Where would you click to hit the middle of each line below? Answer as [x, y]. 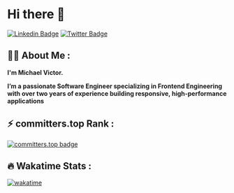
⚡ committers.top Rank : [61, 124]
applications [25, 101]
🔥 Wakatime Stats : [50, 166]
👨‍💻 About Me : [39, 56]
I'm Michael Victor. [35, 72]
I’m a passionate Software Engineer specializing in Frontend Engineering [115, 86]
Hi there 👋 [36, 14]
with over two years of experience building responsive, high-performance [117, 93]
